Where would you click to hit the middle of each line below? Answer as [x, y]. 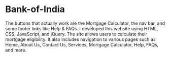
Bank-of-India [35, 9]
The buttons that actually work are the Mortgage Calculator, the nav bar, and [85, 23]
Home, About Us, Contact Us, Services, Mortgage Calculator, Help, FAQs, [82, 44]
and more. [16, 50]
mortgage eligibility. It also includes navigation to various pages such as [80, 39]
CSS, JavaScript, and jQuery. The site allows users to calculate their [76, 34]
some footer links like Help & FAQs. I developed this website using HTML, [82, 28]
